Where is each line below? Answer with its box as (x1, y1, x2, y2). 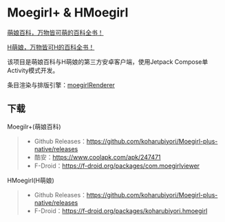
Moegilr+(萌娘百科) (7, 122, 61, 131)
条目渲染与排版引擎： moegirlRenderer (7, 80, 116, 89)
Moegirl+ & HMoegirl (7, 5, 129, 21)
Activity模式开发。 (7, 66, 59, 74)
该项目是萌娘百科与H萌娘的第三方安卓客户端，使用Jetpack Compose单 (7, 57, 208, 66)
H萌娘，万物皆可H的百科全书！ (7, 43, 95, 51)
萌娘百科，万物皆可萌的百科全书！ (7, 28, 104, 36)
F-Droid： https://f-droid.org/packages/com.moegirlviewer (34, 162, 200, 170)
